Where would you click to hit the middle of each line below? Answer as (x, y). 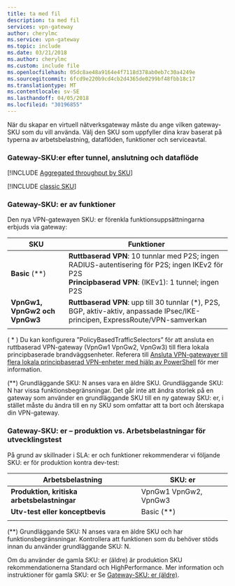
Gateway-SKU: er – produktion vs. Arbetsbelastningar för (107, 431)
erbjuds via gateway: (37, 227)
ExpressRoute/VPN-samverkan (155, 320)
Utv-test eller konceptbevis (58, 511)
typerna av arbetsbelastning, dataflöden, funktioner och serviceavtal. (107, 139)
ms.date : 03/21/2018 (37, 53)
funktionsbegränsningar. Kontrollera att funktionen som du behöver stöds (113, 538)
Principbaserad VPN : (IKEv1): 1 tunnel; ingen (144, 283)
